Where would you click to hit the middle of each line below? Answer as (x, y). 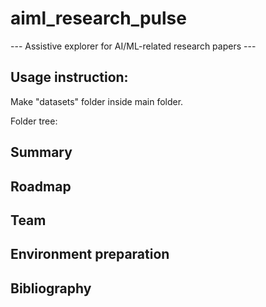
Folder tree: (34, 121)
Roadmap (41, 186)
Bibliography (51, 288)
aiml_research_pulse (98, 18)
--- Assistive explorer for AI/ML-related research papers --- (133, 46)
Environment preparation (90, 254)
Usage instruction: (69, 77)
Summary (41, 152)
